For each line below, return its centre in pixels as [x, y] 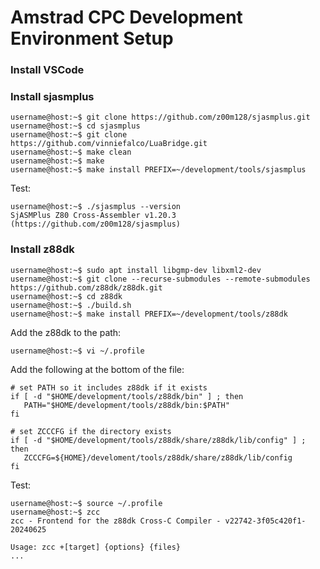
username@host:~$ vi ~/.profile [77, 351]
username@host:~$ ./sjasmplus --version [96, 207]
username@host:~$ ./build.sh [71, 305]
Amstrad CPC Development [126, 17]
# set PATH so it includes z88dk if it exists [109, 387]
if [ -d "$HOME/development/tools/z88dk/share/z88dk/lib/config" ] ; [158, 440]
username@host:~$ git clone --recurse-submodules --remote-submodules [160, 279]
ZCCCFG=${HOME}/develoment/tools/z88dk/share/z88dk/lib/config [158, 457]
